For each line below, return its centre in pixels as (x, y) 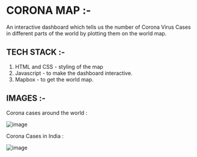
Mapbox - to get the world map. (54, 79)
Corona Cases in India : (35, 136)
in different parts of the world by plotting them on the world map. (86, 33)
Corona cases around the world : (47, 113)
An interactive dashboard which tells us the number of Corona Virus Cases (98, 27)
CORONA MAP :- (49, 10)
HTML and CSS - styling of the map (59, 67)
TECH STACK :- (35, 52)
